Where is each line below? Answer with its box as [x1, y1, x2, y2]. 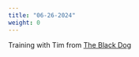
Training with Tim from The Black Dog [8, 40, 132, 49]
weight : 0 [8, 19, 41, 27]
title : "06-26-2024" [8, 11, 77, 20]
